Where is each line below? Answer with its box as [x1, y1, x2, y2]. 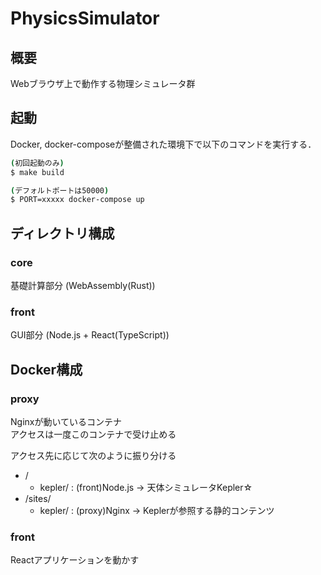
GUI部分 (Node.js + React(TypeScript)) [10, 329, 170, 341]
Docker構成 [10, 361, 83, 378]
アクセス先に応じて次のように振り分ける [10, 449, 177, 461]
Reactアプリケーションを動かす [10, 554, 140, 566]
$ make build [10, 167, 65, 177]
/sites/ [24, 492, 52, 504]
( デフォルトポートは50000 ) [10, 185, 110, 196]
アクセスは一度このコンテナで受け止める [10, 428, 177, 440]
